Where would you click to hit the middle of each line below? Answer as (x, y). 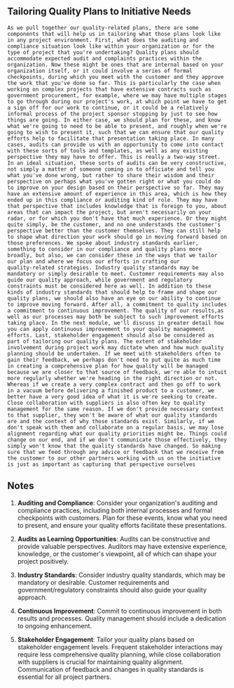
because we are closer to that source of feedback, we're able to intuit (117, 372)
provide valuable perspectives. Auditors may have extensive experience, (122, 546)
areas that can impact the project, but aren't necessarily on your (109, 212)
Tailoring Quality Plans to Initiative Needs (99, 12)
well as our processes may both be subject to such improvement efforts (116, 317)
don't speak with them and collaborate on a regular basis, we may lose (116, 427)
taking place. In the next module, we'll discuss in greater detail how (116, 323)
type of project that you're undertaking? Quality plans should (103, 52)
